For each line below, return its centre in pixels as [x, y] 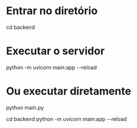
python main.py [25, 107]
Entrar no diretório [52, 11]
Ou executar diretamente [69, 91]
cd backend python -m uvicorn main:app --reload [66, 119]
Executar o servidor [56, 51]
